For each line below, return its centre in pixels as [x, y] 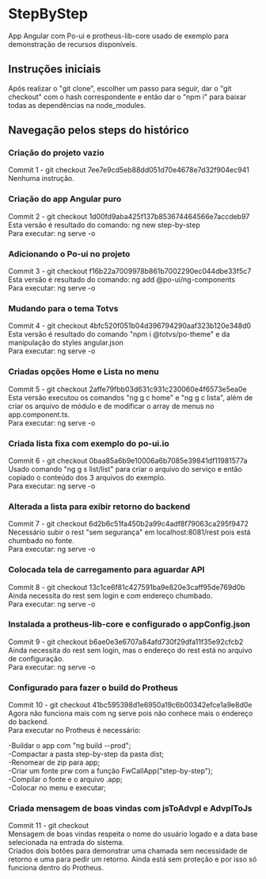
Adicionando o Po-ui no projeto [69, 253]
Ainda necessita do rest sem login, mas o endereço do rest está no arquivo [130, 650]
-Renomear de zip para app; [54, 762]
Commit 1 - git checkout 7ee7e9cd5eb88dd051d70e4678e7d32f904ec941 [129, 170]
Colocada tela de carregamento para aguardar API [106, 570]
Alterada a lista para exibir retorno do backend [99, 507]
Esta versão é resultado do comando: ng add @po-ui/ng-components [122, 280]
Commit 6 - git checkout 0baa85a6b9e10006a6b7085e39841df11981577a [128, 461]
